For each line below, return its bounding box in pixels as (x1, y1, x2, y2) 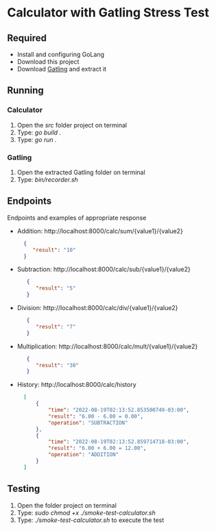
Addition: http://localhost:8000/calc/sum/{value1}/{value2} (16, 226, 183, 235)
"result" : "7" (35, 323, 76, 330)
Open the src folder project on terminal (16, 121, 128, 129)
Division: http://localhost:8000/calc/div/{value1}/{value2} (16, 304, 178, 312)
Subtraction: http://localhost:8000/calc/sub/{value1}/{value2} (16, 265, 191, 274)
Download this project (16, 58, 80, 66)
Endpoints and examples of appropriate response (7, 213, 147, 222)
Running (7, 84, 45, 97)
